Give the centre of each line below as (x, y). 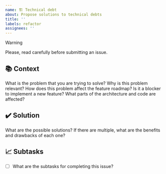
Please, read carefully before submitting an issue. (56, 52)
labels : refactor (23, 24)
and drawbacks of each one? (35, 135)
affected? (15, 99)
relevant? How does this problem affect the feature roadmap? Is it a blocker (83, 88)
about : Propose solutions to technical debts (53, 14)
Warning (14, 42)
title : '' (16, 19)
